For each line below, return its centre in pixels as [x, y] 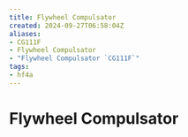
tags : [19, 67]
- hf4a [21, 75]
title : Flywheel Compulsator [63, 17]
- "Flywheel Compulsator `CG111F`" [75, 58]
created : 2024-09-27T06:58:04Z [67, 26]
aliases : [25, 34]
